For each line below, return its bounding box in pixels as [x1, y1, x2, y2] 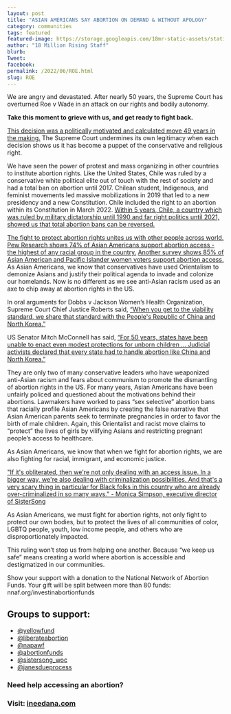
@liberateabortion [16, 634, 69, 643]
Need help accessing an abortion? [7, 680, 124, 690]
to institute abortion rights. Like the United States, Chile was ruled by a [7, 169, 207, 177]
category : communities [7, 23, 72, 30]
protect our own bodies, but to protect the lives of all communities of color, [7, 518, 219, 526]
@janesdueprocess [16, 663, 72, 671]
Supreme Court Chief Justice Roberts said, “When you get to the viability [7, 305, 214, 313]
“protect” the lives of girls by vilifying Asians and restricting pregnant [7, 427, 203, 435]
